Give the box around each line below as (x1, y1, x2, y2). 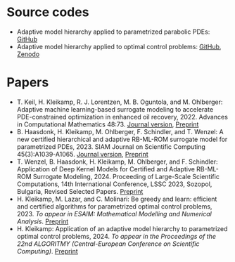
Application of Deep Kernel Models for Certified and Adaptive (16, 164, 195, 173)
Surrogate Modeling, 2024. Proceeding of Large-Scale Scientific (33, 172, 220, 181)
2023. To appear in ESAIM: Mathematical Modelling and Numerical (16, 209, 212, 218)
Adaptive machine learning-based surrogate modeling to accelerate (16, 105, 214, 113)
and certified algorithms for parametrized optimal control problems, (16, 202, 212, 211)
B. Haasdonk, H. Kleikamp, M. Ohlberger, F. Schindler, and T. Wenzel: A (16, 127, 224, 136)
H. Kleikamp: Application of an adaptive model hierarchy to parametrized (16, 224, 228, 232)
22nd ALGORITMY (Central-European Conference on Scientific (16, 240, 200, 248)
